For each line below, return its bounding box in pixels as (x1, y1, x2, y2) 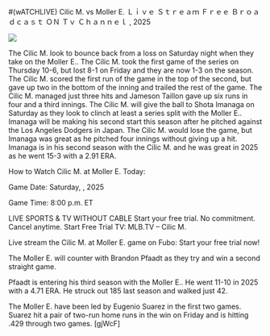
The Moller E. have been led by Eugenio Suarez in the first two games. (8, 301, 242, 311)
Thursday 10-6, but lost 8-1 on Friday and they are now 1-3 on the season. (8, 65, 254, 75)
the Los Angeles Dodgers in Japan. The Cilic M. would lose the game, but (8, 126, 252, 135)
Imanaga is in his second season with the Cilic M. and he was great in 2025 (8, 143, 259, 151)
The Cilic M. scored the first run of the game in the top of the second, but (8, 74, 252, 83)
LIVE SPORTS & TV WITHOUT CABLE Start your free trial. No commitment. (8, 214, 256, 223)
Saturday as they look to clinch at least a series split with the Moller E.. (8, 108, 243, 118)
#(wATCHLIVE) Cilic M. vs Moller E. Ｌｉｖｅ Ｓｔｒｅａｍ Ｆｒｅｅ (8, 7, 230, 16)
